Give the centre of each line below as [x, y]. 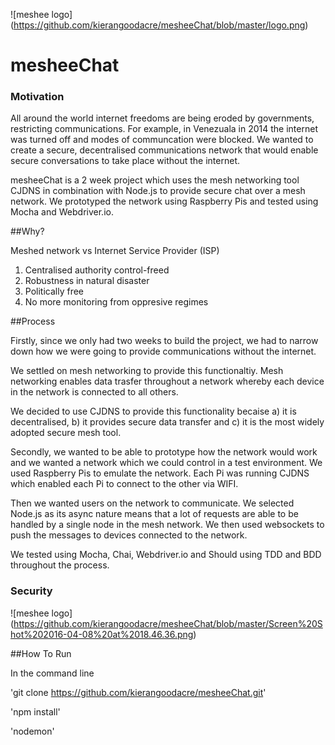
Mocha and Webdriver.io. [62, 212]
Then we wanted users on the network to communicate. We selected [152, 503]
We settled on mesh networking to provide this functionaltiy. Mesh [147, 371]
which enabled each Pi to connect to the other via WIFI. [124, 484]
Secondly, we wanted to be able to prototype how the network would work [164, 452]
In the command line [52, 673]
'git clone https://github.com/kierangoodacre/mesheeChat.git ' [138, 692]
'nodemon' [32, 731]
